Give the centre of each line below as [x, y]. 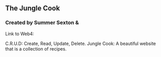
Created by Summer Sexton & [42, 23]
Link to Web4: [20, 34]
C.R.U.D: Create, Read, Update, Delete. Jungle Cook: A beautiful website [81, 43]
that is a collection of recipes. [36, 49]
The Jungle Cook [33, 8]
